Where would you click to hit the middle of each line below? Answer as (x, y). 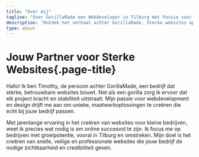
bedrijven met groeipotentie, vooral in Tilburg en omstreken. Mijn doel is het (99, 135)
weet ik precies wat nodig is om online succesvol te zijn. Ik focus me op (94, 129)
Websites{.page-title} (61, 70)
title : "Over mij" (29, 12)
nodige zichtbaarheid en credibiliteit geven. (59, 148)
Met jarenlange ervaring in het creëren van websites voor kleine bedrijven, (97, 123)
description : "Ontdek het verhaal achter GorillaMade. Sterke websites (96, 22)
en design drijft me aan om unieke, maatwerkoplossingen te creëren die (94, 105)
